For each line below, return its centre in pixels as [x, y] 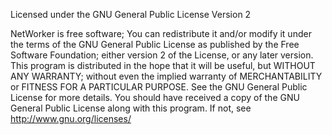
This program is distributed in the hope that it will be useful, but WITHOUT [163, 65]
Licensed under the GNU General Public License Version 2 [131, 14]
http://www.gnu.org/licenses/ [71, 118]
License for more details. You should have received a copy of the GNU [155, 97]
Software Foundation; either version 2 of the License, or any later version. [162, 55]
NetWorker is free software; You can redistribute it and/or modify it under [161, 33]
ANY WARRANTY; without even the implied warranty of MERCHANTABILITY [166, 76]
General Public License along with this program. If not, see [131, 108]
